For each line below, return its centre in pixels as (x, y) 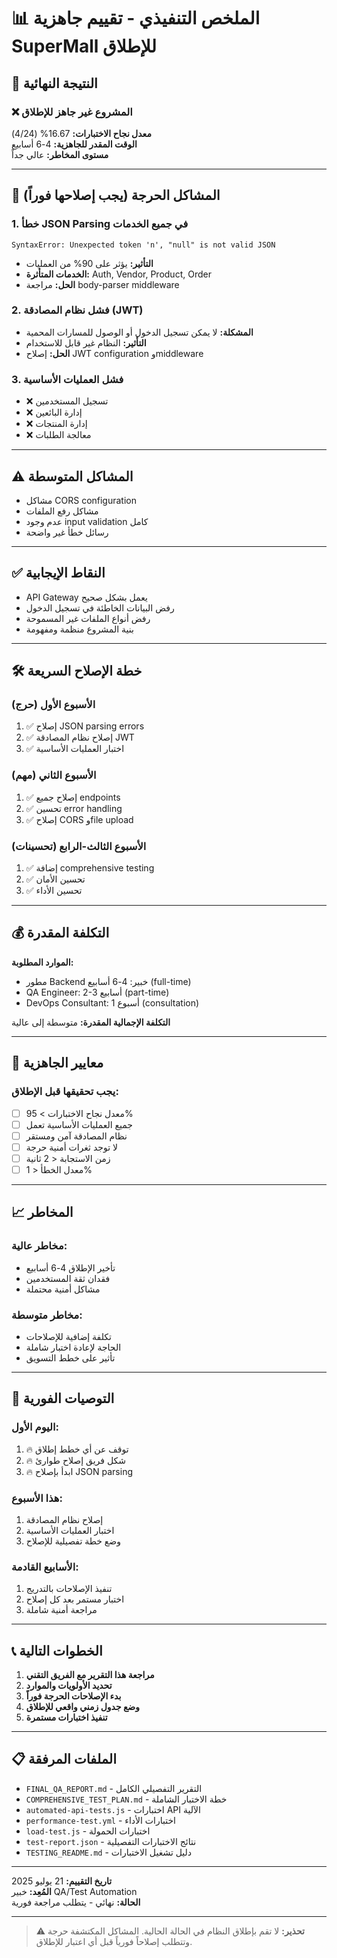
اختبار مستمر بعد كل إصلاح (75, 1599)
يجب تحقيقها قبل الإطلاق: (65, 1092)
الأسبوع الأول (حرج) (53, 705)
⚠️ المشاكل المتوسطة (72, 476)
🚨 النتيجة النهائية (54, 83)
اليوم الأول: (35, 1427)
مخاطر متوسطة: (47, 1315)
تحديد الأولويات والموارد (69, 1686)
